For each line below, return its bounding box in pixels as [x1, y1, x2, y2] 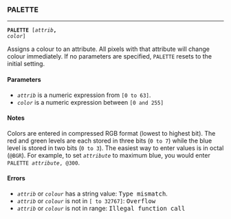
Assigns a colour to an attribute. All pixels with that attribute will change [7, 45, 210, 53]
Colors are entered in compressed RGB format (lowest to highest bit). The [7, 129, 216, 137]
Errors [7, 174, 25, 182]
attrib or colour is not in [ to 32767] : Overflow [16, 196, 156, 205]
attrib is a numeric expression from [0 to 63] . [16, 91, 151, 99]
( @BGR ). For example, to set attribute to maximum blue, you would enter [7, 151, 211, 159]
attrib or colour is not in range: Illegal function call [16, 204, 186, 212]
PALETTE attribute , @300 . [7, 158, 80, 167]
